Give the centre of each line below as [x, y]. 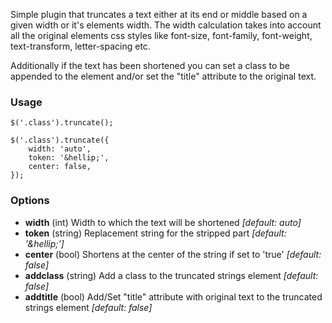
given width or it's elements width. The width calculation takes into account [166, 25]
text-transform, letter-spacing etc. [80, 46]
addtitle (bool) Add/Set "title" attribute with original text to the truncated [173, 296]
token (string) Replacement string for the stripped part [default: [155, 233]
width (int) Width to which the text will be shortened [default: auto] [163, 222]
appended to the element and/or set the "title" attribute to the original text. [163, 76]
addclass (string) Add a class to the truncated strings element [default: [171, 275]
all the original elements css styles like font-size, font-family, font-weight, [161, 35]
